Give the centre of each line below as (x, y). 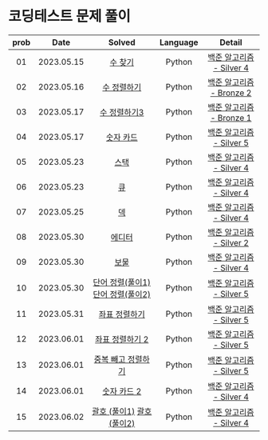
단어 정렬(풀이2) (122, 294)
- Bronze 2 (231, 93)
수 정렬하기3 (122, 112)
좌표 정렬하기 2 (122, 339)
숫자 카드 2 (122, 391)
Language (179, 42)
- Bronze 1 (231, 118)
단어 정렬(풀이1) (122, 282)
